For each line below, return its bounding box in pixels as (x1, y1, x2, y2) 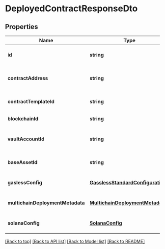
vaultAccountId (7, 136, 45, 142)
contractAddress (7, 75, 48, 82)
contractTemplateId (7, 98, 55, 105)
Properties (5, 23, 38, 31)
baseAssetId (7, 159, 38, 166)
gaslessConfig (7, 179, 43, 186)
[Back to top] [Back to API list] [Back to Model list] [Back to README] (5, 239, 145, 244)
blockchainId (7, 115, 39, 122)
